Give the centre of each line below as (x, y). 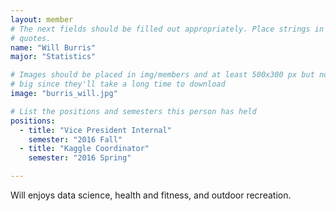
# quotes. (31, 38)
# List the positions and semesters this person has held (133, 111)
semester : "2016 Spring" (80, 158)
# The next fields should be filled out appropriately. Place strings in (167, 29)
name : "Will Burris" (53, 47)
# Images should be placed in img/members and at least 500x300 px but (162, 75)
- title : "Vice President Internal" (95, 130)
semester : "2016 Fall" (75, 139)
